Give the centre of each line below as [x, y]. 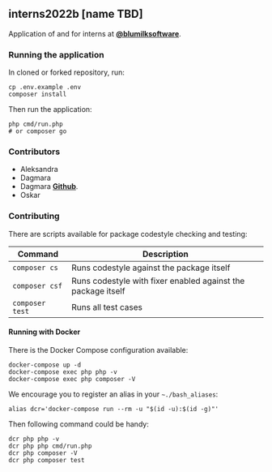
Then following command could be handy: [79, 424]
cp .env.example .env [45, 88]
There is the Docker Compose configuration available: [98, 350]
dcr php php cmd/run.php [50, 446]
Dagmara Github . [49, 187]
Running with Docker [45, 332]
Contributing [34, 217]
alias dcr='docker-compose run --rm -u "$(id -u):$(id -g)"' [114, 409]
